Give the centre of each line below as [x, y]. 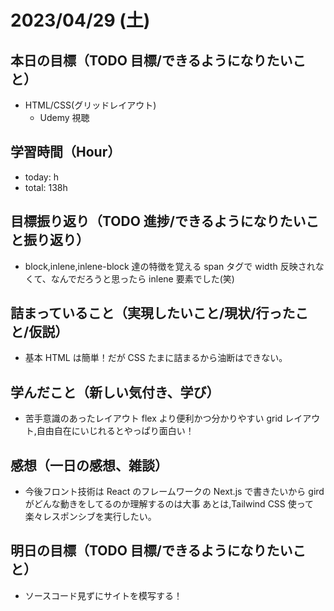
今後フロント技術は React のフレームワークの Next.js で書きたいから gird [174, 492]
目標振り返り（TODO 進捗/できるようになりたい [158, 221]
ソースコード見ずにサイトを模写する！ [103, 595]
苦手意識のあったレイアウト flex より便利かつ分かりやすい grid [153, 418]
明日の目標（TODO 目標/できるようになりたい [151, 551]
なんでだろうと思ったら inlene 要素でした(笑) [142, 278]
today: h [41, 177]
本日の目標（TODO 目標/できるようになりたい [151, 60]
